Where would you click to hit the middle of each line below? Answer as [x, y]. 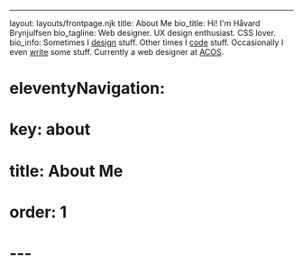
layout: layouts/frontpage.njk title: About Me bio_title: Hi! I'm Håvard [135, 23]
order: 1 [38, 212]
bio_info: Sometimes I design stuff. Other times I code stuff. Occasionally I [147, 42]
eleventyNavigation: [87, 89]
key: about [50, 129]
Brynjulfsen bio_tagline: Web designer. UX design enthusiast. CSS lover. [143, 33]
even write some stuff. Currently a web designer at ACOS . [117, 52]
